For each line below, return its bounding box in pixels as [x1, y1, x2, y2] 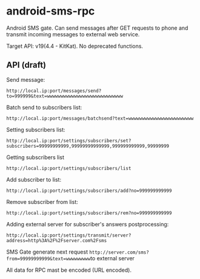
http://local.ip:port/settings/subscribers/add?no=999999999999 [6, 188, 172, 194]
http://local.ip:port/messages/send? [6, 88, 102, 94]
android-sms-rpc [6, 4, 95, 18]
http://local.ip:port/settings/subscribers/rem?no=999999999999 [6, 210, 172, 216]
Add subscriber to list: [6, 176, 62, 183]
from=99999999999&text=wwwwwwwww [6, 255, 91, 261]
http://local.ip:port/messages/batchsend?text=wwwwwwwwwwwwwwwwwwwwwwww [6, 115, 194, 122]
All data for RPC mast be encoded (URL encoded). [6, 266, 132, 274]
